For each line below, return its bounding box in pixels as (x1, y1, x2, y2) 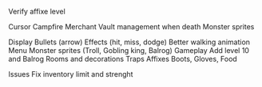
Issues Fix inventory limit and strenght (8, 70, 133, 78)
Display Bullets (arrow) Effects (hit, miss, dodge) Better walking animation (8, 37, 250, 47)
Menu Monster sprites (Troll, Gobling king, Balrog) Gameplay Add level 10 (8, 46, 250, 55)
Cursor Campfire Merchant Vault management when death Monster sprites (8, 22, 255, 31)
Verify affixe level (8, 7, 65, 16)
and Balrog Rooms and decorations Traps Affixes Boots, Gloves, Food (8, 55, 237, 63)
